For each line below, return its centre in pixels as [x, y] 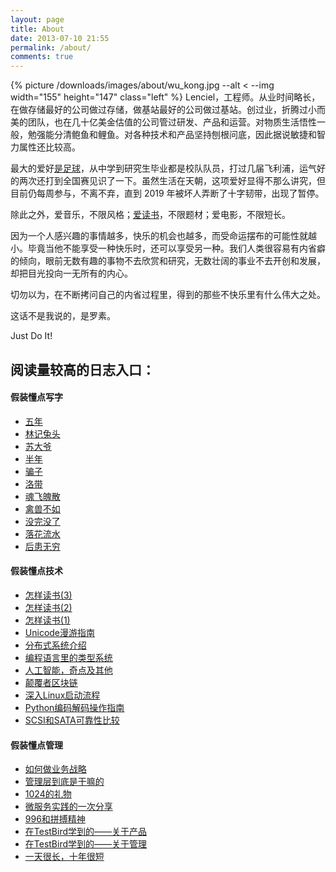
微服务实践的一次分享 [68, 807]
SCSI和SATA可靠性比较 [72, 720]
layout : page [37, 19]
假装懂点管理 [36, 745]
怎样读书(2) [48, 607]
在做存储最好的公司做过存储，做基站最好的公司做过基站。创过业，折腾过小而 [168, 110]
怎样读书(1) [47, 620]
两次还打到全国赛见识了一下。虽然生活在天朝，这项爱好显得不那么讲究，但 [172, 181]
